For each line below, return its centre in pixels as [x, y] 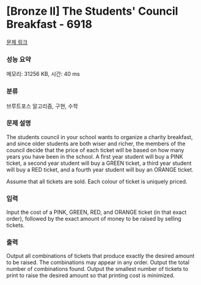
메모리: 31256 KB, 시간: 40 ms [43, 74]
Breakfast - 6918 [49, 24]
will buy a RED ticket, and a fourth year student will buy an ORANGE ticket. [100, 169]
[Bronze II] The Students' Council [92, 11]
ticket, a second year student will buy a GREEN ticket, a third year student [99, 163]
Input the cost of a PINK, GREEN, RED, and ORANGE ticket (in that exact [97, 212]
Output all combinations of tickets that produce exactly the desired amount [100, 256]
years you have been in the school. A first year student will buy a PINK [95, 156]
